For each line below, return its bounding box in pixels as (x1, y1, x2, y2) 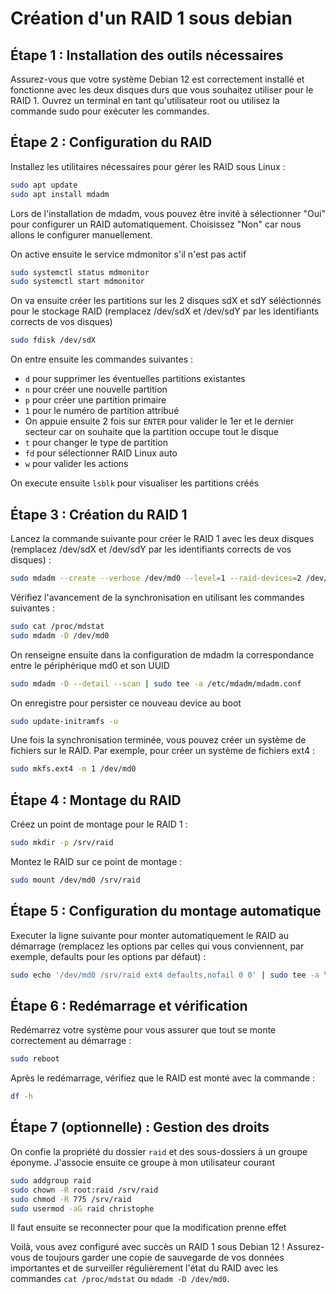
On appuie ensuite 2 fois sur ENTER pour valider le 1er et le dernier (24, 415, 295, 427)
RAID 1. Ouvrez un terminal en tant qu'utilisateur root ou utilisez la (10, 95, 280, 106)
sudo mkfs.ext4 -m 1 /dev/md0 (10, 764, 137, 774)
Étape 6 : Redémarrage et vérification (10, 997, 248, 1014)
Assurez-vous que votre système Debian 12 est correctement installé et (10, 73, 305, 85)
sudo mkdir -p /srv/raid (10, 838, 114, 848)
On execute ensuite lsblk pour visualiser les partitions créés (10, 477, 260, 489)
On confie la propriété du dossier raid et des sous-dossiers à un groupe (10, 1145, 308, 1157)
